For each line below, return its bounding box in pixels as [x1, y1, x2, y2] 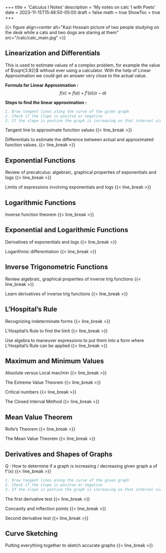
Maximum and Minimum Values [5, 356, 104, 365]
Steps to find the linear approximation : [5, 99, 87, 105]
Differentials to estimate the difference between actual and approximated [5, 137, 154, 143]
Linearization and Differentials [5, 49, 100, 57]
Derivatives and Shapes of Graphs [5, 450, 113, 458]
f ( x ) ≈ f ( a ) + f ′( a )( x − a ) [59, 90, 107, 96]
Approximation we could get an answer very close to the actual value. [5, 73, 147, 79]
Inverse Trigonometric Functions [5, 263, 108, 271]
